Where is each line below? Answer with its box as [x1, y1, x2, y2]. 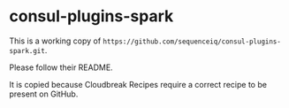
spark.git [9, 46, 46, 55]
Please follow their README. [9, 62, 113, 73]
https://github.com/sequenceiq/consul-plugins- [103, 37, 281, 46]
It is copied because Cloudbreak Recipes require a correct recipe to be [9, 79, 268, 89]
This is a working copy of [9, 35, 102, 46]
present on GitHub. [9, 89, 79, 99]
